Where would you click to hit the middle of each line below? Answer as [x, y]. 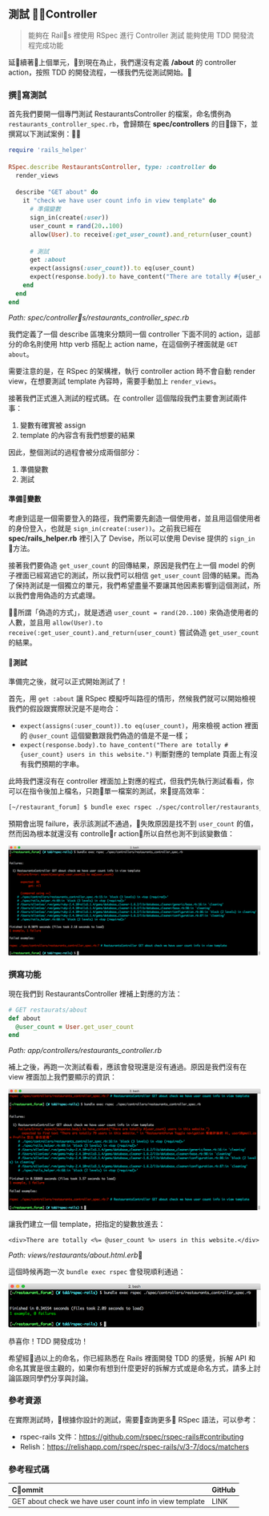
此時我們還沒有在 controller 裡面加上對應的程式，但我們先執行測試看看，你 [131, 781]
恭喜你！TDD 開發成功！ [48, 1341]
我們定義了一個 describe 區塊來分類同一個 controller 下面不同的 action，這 [131, 334]
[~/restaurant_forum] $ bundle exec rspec [80, 807]
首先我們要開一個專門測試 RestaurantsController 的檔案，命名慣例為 [120, 114]
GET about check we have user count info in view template [108, 1501]
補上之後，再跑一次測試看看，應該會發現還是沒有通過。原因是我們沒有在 [127, 1067]
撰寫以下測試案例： [45, 134]
